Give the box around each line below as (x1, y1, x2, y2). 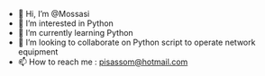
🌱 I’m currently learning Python (17, 28, 133, 38)
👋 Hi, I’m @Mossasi (17, 9, 90, 19)
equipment (17, 46, 59, 57)
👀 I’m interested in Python (17, 18, 114, 29)
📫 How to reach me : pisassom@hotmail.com (17, 56, 188, 67)
